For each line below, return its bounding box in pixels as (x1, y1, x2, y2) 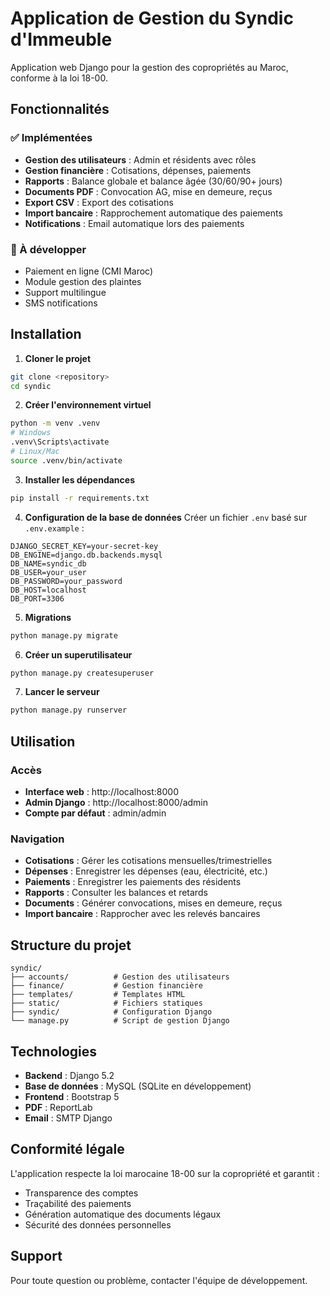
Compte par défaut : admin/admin (24, 807, 167, 819)
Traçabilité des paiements (24, 1197, 132, 1209)
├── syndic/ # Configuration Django (10, 1007, 213, 1017)
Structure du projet (10, 937, 132, 954)
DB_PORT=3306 (10, 593, 65, 604)
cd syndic (10, 381, 52, 391)
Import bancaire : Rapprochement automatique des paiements (24, 207, 283, 219)
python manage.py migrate (10, 630, 118, 641)
